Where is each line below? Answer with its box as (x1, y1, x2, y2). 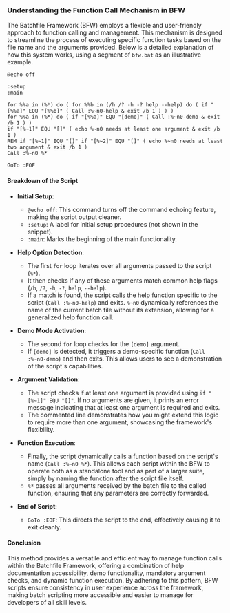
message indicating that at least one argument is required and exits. (27, 403, 220, 411)
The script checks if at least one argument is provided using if (27, 388, 206, 397)
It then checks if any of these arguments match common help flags (27, 276, 218, 285)
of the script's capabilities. (27, 361, 103, 370)
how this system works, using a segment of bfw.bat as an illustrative (7, 50, 202, 59)
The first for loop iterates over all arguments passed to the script (27, 261, 212, 270)
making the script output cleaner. (27, 213, 122, 221)
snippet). (27, 227, 53, 236)
